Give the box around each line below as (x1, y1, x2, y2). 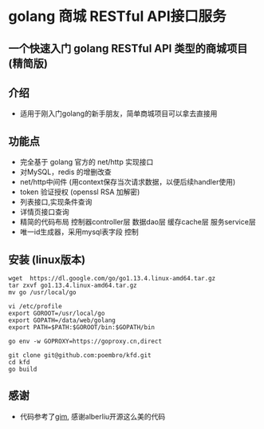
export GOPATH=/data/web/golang (8, 316, 116, 324)
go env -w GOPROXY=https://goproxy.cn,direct (8, 337, 162, 346)
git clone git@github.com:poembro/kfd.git (8, 352, 152, 359)
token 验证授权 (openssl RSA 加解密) (19, 187, 140, 197)
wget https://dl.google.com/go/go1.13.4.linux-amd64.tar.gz (8, 275, 216, 283)
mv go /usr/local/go (8, 288, 77, 296)
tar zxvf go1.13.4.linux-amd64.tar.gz (8, 281, 137, 290)
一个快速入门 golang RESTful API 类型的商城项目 (8, 42, 248, 55)
